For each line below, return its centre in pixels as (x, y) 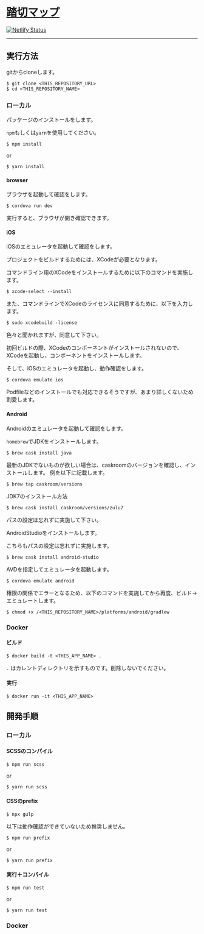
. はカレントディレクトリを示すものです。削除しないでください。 (88, 668)
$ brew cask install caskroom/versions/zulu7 (65, 508)
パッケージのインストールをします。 (51, 120)
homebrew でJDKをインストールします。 (54, 441)
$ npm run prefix (28, 838)
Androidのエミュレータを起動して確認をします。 (66, 428)
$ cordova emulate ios (35, 380)
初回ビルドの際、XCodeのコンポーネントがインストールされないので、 (94, 348)
